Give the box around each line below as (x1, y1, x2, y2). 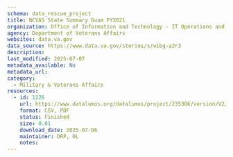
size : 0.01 (19, 119, 51, 127)
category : (7, 74, 36, 82)
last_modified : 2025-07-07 (7, 56, 85, 63)
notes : (19, 140, 39, 147)
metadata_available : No (7, 62, 76, 69)
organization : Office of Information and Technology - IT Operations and (7, 23, 225, 30)
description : (7, 49, 45, 56)
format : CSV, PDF (19, 107, 70, 114)
